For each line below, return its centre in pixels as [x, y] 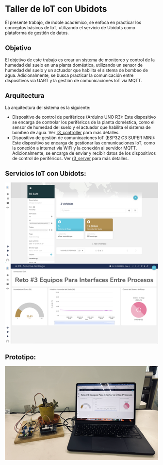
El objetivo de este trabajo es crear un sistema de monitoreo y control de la [80, 60]
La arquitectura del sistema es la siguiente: [48, 107]
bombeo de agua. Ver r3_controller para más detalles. [66, 132]
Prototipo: [21, 357]
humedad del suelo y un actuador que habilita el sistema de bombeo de [76, 70]
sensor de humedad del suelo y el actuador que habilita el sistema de [81, 127]
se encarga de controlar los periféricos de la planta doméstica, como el [83, 122]
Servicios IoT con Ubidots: [46, 173]
